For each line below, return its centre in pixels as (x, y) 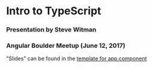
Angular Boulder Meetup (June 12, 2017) (66, 46)
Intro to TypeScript (54, 11)
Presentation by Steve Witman (51, 30)
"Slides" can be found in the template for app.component (77, 58)
